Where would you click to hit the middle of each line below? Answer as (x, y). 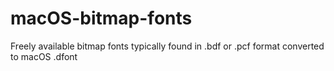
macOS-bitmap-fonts (101, 18)
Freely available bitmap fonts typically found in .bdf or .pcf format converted (167, 46)
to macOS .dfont (44, 56)
